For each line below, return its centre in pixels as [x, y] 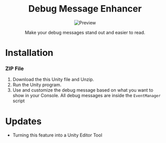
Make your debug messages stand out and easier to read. [85, 32]
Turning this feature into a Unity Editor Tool [57, 135]
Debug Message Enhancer [85, 9]
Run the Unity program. [37, 85]
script [19, 101]
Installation [29, 53]
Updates [24, 121]
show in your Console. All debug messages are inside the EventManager [87, 96]
